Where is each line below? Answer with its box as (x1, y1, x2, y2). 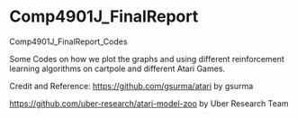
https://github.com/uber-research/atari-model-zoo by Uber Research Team (9, 97, 289, 109)
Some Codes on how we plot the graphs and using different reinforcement (9, 53, 285, 64)
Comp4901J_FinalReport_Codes (9, 36, 128, 47)
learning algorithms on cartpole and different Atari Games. (9, 63, 226, 74)
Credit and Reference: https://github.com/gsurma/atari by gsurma (9, 80, 254, 91)
